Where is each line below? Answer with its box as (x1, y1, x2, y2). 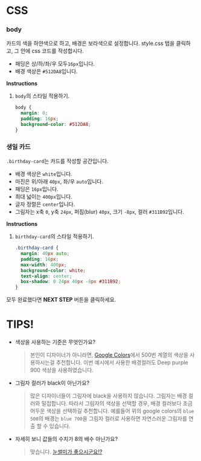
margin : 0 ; (21, 110, 48, 116)
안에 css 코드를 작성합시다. (20, 47, 85, 55)
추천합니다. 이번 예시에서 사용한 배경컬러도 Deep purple (56, 359, 188, 366)
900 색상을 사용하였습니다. (30, 366, 94, 374)
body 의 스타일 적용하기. (14, 92, 70, 100)
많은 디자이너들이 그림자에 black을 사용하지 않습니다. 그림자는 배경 (30, 392, 187, 400)
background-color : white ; (21, 267, 86, 273)
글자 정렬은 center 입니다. (14, 201, 75, 208)
